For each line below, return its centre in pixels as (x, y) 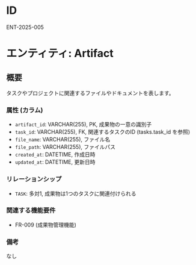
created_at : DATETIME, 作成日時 (55, 155)
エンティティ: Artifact (60, 53)
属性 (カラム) (25, 110)
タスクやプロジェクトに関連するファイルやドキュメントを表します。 (90, 93)
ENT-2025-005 (25, 27)
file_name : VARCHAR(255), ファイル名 (63, 140)
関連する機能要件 (31, 210)
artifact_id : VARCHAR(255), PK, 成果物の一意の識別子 (83, 125)
